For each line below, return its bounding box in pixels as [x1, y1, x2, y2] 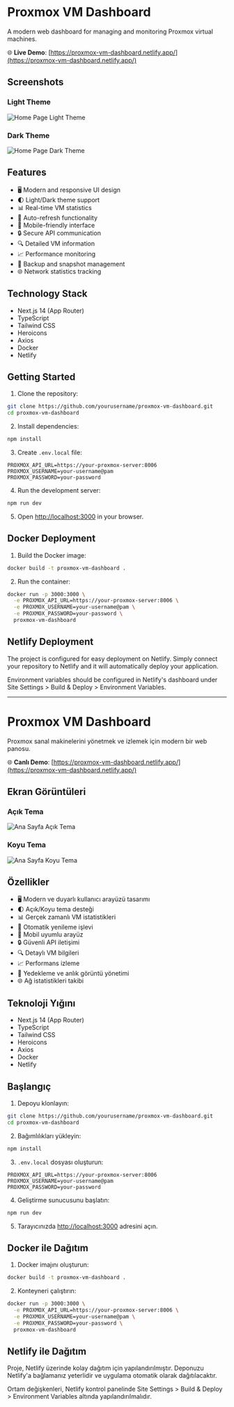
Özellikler [7, 877, 50, 888]
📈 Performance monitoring [17, 249, 96, 258]
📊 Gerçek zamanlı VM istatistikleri [17, 913, 116, 921]
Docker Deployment [7, 533, 96, 544]
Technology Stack [7, 288, 88, 300]
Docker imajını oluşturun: [17, 1260, 89, 1269]
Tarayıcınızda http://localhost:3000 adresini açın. [17, 1222, 158, 1230]
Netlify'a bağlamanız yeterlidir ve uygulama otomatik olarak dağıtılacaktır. [7, 1371, 217, 1380]
